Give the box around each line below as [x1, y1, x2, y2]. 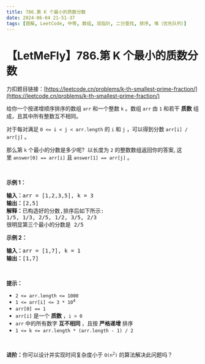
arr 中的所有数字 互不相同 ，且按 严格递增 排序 [15, 320, 133, 327]
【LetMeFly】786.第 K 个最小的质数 [6, 48, 188, 63]
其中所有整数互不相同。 [22, 113, 81, 120]
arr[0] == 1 [15, 306, 46, 313]
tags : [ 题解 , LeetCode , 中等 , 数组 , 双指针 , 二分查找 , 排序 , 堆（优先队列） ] [6, 20, 187, 26]
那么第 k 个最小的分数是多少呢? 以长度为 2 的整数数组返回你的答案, [6, 146, 176, 154]
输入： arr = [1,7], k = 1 [6, 248, 81, 254]
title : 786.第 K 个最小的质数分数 [6, 9, 86, 15]
